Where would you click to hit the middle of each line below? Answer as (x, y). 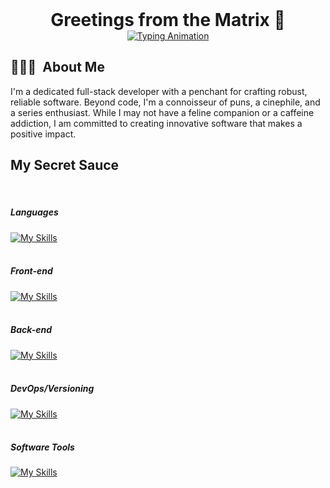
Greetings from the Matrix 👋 (168, 20)
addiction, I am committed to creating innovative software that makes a (156, 123)
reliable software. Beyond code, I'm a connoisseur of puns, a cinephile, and (165, 102)
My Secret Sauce (65, 165)
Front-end (31, 271)
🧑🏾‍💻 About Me (57, 67)
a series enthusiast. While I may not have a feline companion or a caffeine (162, 112)
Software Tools (42, 447)
